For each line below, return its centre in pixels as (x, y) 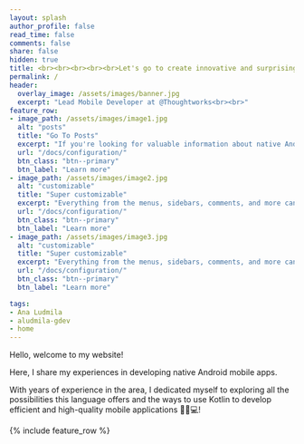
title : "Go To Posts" (58, 136)
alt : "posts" (42, 128)
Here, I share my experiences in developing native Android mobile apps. (143, 372)
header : (24, 85)
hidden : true (34, 60)
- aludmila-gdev (40, 321)
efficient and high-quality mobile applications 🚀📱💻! (105, 410)
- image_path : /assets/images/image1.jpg (89, 119)
